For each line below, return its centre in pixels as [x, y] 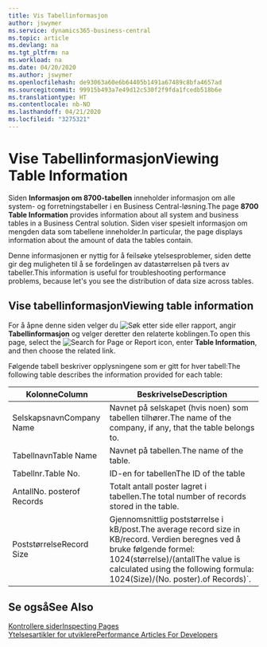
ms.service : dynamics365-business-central [79, 30]
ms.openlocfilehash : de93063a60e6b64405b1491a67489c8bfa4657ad [115, 82]
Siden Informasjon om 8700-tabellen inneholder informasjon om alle [122, 198]
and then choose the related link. [62, 351]
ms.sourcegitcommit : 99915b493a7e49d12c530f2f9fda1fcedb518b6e [115, 90]
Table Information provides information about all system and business [124, 214]
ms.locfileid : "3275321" [49, 120]
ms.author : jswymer [41, 75]
